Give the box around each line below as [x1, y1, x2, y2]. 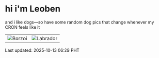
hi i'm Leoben [5, 3, 61, 14]
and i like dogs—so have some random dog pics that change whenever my [5, 19, 154, 25]
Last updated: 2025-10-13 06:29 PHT [5, 47, 80, 53]
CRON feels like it [5, 24, 40, 30]
